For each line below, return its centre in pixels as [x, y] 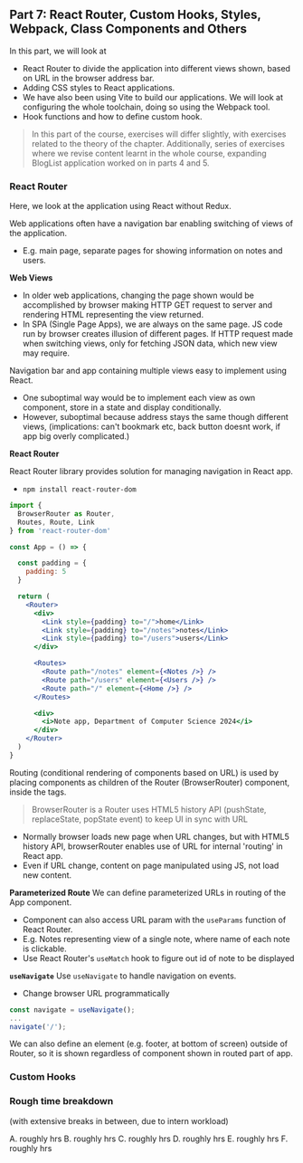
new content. [47, 875]
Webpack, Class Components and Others [128, 29]
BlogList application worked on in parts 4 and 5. [120, 163]
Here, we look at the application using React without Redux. [121, 206]
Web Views [31, 278]
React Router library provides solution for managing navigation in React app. [151, 472]
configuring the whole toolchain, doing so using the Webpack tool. [146, 107]
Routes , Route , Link [56, 522]
